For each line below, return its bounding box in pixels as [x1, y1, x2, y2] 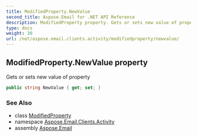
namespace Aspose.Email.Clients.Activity [14, 118, 115, 125]
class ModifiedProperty [14, 112, 72, 119]
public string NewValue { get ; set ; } [6, 85, 101, 91]
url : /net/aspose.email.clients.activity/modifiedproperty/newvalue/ [6, 36, 180, 42]
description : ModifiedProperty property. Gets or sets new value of [6, 19, 177, 25]
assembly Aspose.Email [14, 124, 72, 131]
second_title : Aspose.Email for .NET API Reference [6, 14, 135, 20]
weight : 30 [6, 31, 33, 36]
